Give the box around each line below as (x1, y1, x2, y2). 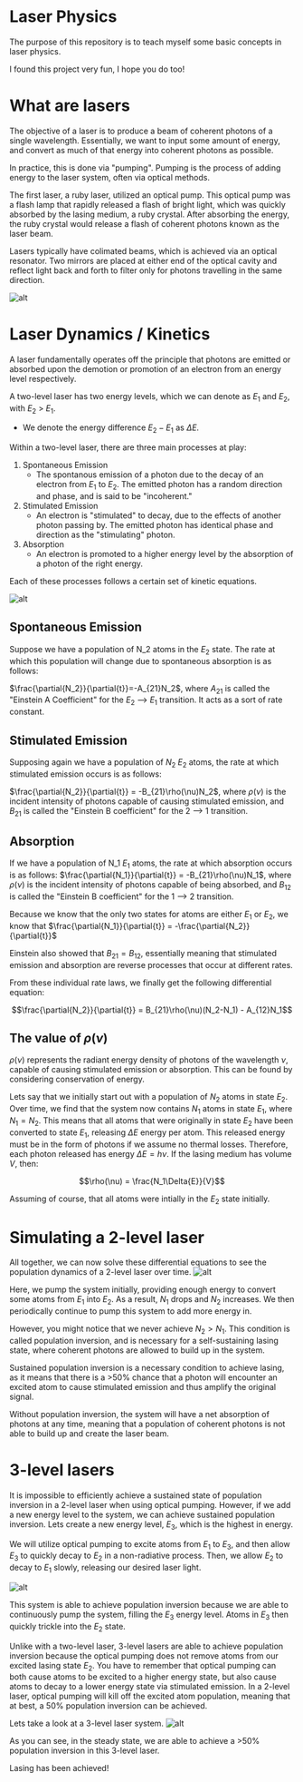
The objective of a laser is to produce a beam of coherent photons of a (9, 125, 273, 136)
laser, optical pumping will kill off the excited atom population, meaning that (9, 1690, 291, 1702)
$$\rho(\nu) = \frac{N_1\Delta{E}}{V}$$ (79, 1175, 225, 1186)
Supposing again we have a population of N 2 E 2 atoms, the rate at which (9, 757, 279, 769)
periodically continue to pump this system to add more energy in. (9, 1306, 252, 1317)
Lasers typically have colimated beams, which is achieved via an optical (9, 245, 278, 256)
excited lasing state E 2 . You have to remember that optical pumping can (9, 1660, 277, 1673)
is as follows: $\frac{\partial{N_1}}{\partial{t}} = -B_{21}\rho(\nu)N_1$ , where (9, 869, 292, 881)
